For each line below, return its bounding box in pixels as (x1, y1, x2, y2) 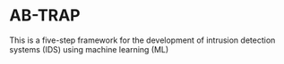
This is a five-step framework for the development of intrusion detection (9, 35, 276, 45)
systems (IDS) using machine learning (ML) (9, 44, 169, 54)
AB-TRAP (9, 5, 81, 26)
